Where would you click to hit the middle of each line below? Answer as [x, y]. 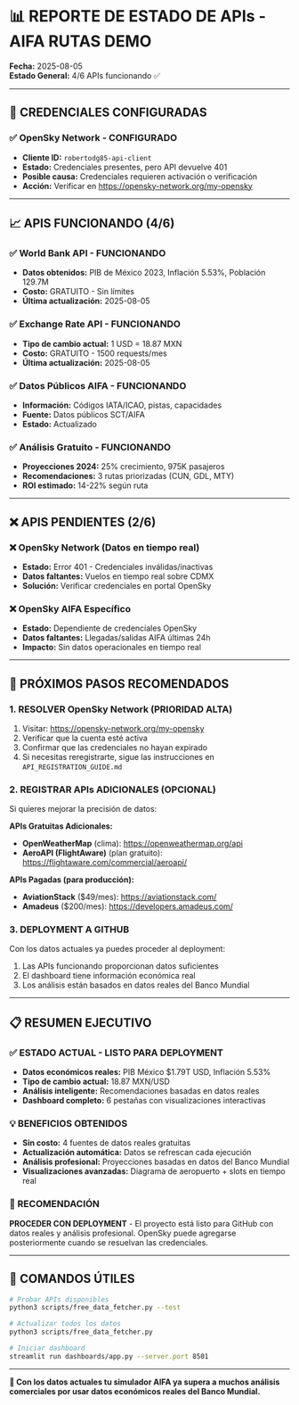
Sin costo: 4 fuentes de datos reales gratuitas [106, 1143]
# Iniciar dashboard [48, 1348]
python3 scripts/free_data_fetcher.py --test [95, 1308]
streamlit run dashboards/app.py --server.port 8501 [109, 1356]
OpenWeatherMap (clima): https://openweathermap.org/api [132, 844]
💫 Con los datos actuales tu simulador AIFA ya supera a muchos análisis [145, 1382]
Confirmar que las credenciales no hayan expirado [114, 747]
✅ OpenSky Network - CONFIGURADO [93, 138]
